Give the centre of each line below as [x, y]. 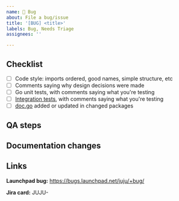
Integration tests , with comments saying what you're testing [89, 99]
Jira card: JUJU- [27, 192]
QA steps [24, 125]
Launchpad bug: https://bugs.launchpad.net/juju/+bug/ [75, 180]
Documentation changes [54, 146]
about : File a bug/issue [37, 18]
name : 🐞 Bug [21, 12]
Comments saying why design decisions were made [80, 85]
